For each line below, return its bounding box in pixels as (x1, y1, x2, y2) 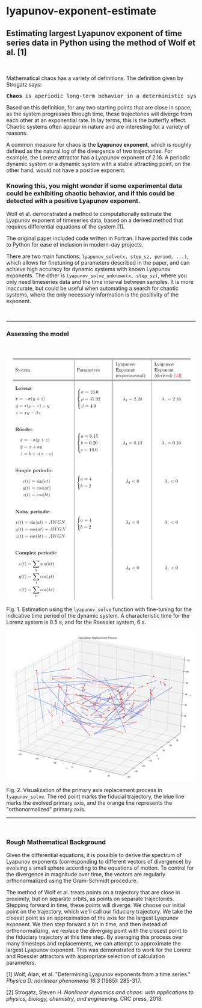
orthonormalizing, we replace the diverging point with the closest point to (6, 927, 188, 935)
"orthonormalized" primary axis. (6, 805, 86, 813)
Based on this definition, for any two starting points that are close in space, (6, 104, 192, 111)
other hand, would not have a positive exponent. (6, 167, 126, 174)
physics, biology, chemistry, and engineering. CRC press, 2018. (6, 995, 164, 1003)
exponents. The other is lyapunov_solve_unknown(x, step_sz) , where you (6, 272, 188, 279)
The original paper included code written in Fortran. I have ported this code (6, 235, 192, 242)
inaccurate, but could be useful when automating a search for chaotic (6, 284, 179, 292)
